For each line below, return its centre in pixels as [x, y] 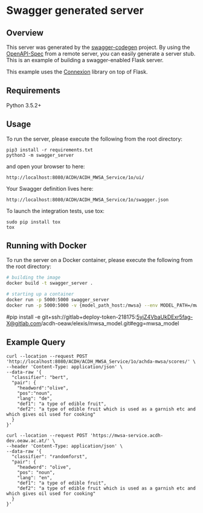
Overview [25, 33]
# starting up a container [40, 294]
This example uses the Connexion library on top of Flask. [77, 72]
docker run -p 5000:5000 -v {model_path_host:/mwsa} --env [82, 305]
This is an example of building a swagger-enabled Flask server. [85, 60]
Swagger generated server [75, 11]
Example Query [36, 343]
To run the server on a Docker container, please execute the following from [100, 260]
